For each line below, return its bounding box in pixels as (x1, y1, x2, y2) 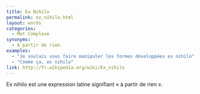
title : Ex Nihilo (6, 8, 50, 15)
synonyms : (6, 37, 31, 43)
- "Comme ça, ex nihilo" (11, 59, 74, 65)
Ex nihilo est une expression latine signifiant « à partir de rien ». (6, 81, 163, 88)
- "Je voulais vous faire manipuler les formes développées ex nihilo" (11, 53, 195, 59)
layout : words (6, 20, 42, 26)
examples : (6, 48, 31, 54)
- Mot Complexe (11, 31, 50, 37)
